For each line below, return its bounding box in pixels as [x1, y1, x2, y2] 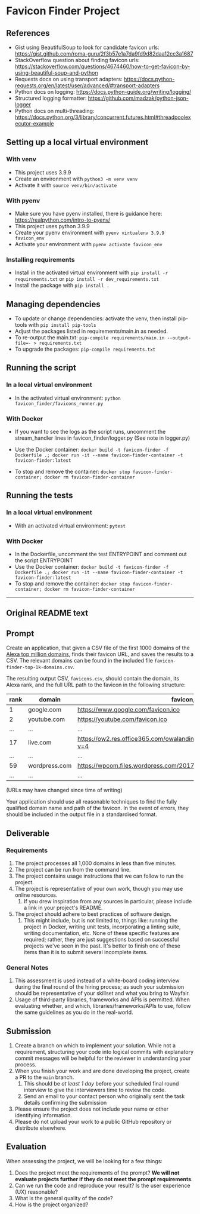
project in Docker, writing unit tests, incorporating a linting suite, [23, 923, 181, 930]
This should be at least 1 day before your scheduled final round [23, 1080, 179, 1087]
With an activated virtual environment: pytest [14, 522, 126, 529]
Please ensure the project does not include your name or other [14, 1105, 168, 1112]
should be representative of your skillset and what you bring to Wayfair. [14, 990, 190, 997]
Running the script [6, 363, 76, 373]
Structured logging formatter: [14, 94, 87, 102]
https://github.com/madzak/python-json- [87, 94, 189, 102]
